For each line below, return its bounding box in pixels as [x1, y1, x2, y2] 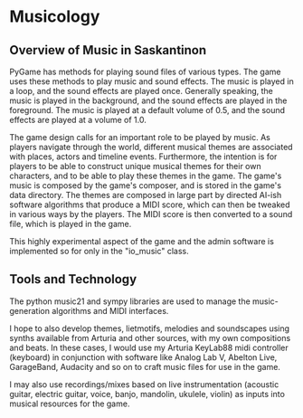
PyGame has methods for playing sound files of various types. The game [9, 66, 281, 77]
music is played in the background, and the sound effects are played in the [9, 95, 288, 106]
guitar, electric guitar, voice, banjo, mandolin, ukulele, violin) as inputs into [9, 388, 285, 399]
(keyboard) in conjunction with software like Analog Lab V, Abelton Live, [9, 351, 278, 363]
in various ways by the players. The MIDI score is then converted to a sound [9, 209, 293, 219]
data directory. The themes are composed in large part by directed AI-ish [9, 190, 282, 200]
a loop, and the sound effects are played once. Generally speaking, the [9, 86, 274, 96]
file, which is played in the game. [9, 219, 132, 229]
